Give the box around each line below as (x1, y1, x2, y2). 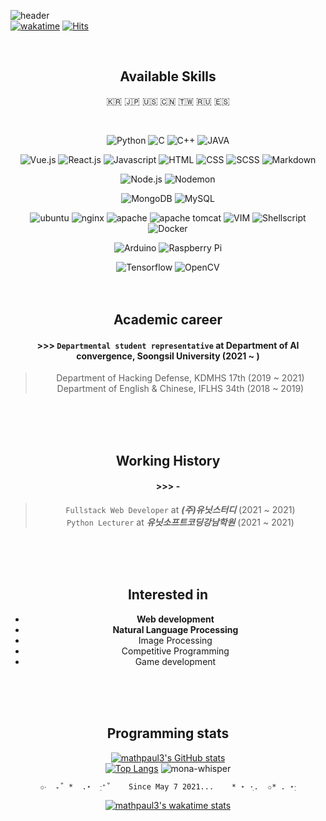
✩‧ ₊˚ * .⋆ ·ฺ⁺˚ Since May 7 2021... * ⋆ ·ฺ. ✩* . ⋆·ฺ (39, 781, 297, 792)
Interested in (127, 586, 209, 604)
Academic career (113, 311, 223, 329)
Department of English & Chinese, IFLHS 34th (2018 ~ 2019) (56, 383, 305, 395)
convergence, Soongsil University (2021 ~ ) (76, 350, 260, 362)
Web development (136, 613, 215, 625)
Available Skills (119, 68, 217, 85)
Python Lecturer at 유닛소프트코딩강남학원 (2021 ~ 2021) (66, 516, 295, 528)
